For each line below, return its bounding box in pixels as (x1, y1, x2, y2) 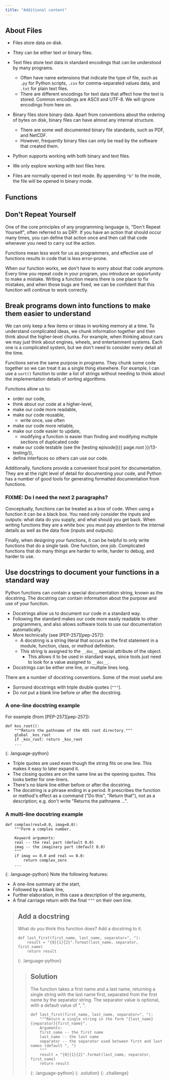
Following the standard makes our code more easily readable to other (12, 615, 158, 621)
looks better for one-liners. (12, 776, 69, 782)
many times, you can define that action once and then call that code (5, 235, 148, 241)
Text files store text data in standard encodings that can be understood (12, 60, 161, 66)
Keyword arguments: (14, 836, 56, 841)
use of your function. (5, 600, 49, 606)
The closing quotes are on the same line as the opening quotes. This (12, 771, 156, 777)
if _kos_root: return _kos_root (14, 736, 83, 742)
